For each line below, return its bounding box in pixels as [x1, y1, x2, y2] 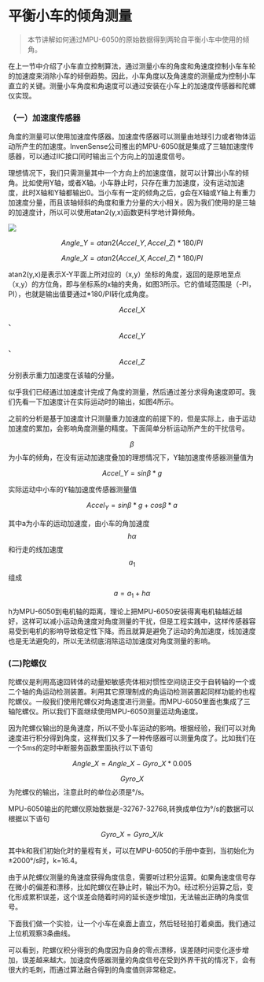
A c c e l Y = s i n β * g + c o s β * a [86, 501, 178, 512]
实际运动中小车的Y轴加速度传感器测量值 [8, 485, 137, 495]
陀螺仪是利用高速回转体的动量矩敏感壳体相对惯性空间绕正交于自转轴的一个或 [8, 676, 256, 686]
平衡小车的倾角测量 [8, 7, 133, 25]
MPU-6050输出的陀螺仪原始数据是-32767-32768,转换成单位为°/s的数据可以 [8, 804, 254, 813]
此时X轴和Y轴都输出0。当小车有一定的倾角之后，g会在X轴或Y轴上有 [21, 188, 242, 198]
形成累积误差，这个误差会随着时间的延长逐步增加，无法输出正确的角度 [14, 891, 242, 902]
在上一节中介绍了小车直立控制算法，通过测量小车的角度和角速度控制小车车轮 [8, 61, 256, 71]
